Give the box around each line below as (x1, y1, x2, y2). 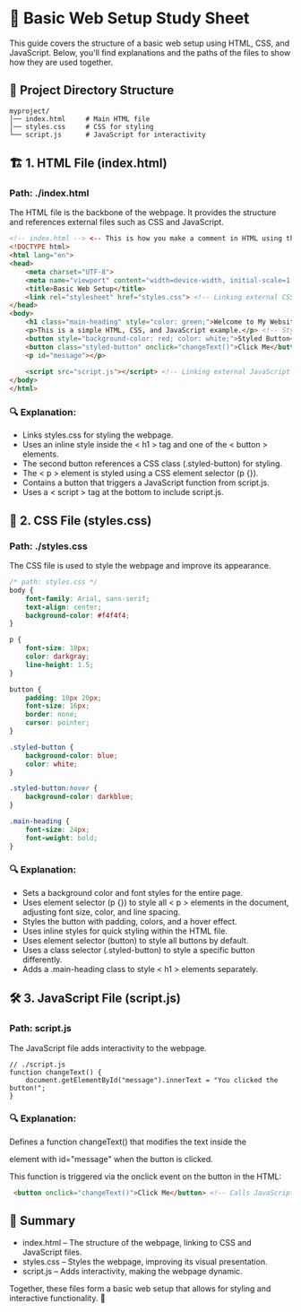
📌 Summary (9, 1213, 76, 1229)
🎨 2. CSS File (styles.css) (9, 513, 152, 528)
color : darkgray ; (25, 652, 90, 662)
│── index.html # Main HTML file (9, 114, 150, 124)
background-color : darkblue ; (25, 793, 134, 802)
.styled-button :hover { (9, 784, 99, 793)
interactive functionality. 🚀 (9, 1292, 106, 1303)
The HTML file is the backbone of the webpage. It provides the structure (9, 207, 277, 218)
